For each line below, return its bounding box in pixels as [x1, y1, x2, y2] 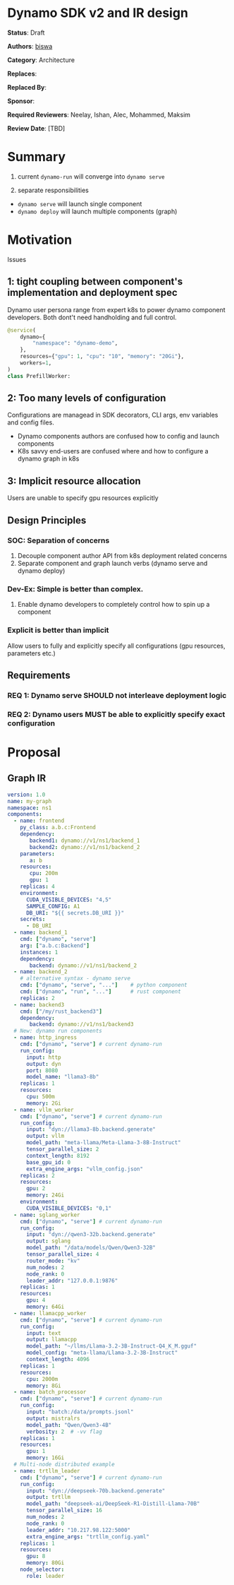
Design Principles [7, 514, 87, 526]
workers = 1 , [20, 360, 52, 367]
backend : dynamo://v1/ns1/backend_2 [29, 962, 137, 969]
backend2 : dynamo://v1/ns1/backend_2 [29, 843, 140, 850]
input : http [25, 1054, 61, 1061]
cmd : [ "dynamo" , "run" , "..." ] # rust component [20, 988, 181, 995]
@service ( [7, 326, 37, 333]
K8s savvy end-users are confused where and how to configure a [17, 447, 209, 456]
